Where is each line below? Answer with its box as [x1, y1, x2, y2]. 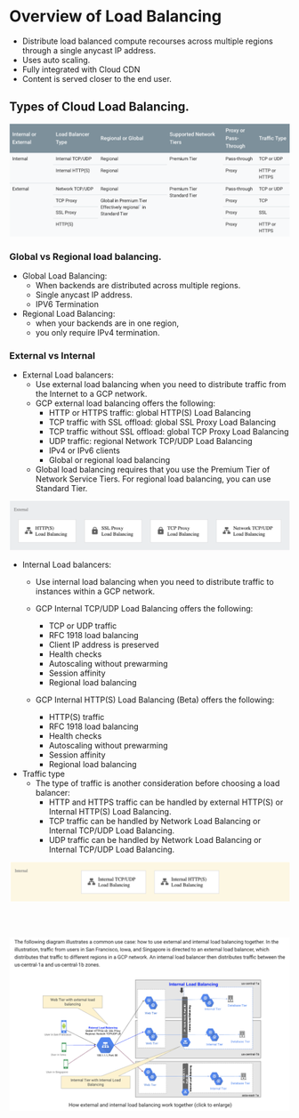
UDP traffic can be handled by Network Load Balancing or [48, 835, 263, 846]
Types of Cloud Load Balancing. [9, 100, 190, 115]
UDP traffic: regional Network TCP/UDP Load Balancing [48, 436, 253, 447]
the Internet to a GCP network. [35, 389, 148, 400]
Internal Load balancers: [21, 559, 112, 571]
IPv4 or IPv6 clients [48, 445, 120, 456]
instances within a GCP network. [35, 586, 156, 597]
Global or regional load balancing [48, 455, 171, 466]
